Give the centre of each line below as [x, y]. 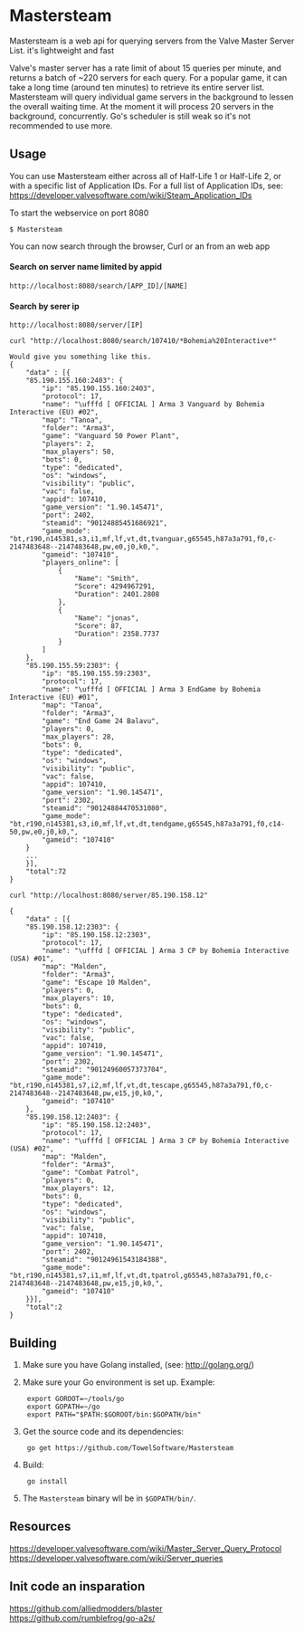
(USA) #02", [32, 1149]
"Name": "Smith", [107, 579]
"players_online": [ [81, 563]
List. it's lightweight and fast [62, 50]
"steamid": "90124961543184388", [105, 1260]
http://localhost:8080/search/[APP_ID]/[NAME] [99, 286]
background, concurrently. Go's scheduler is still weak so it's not [130, 116]
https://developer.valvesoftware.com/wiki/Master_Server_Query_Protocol [146, 1548]
